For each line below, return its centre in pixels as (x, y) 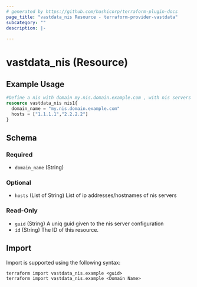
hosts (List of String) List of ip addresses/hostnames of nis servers (96, 195)
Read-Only (22, 211)
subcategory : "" (26, 22)
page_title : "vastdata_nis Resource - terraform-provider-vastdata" (92, 17)
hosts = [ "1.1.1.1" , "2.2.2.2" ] (50, 114)
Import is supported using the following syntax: (63, 262)
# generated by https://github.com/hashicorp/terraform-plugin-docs (92, 11)
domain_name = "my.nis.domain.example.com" (65, 109)
